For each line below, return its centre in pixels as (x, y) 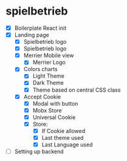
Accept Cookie (42, 97)
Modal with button (55, 103)
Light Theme (48, 76)
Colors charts (41, 69)
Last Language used (67, 145)
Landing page (32, 35)
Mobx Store (47, 110)
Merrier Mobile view (49, 55)
